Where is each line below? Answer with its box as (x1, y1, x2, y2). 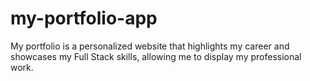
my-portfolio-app (10, 7, 158, 30)
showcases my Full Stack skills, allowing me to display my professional (10, 50, 302, 62)
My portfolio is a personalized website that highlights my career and (10, 40, 290, 52)
